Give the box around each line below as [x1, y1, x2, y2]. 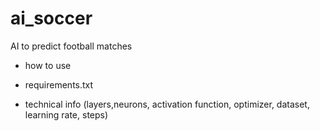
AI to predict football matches [10, 40, 133, 52]
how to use [24, 59, 72, 71]
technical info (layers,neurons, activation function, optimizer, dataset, [24, 98, 310, 110]
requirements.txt [24, 78, 94, 91]
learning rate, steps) [24, 108, 109, 121]
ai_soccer [10, 7, 93, 30]
